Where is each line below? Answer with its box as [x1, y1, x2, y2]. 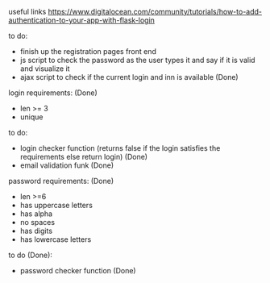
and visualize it [19, 64, 70, 73]
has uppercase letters [19, 201, 93, 210]
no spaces [19, 218, 55, 227]
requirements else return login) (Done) [19, 152, 147, 161]
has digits [19, 226, 53, 235]
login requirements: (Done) [8, 88, 98, 98]
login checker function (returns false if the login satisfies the [19, 144, 221, 152]
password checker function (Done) [19, 266, 136, 275]
